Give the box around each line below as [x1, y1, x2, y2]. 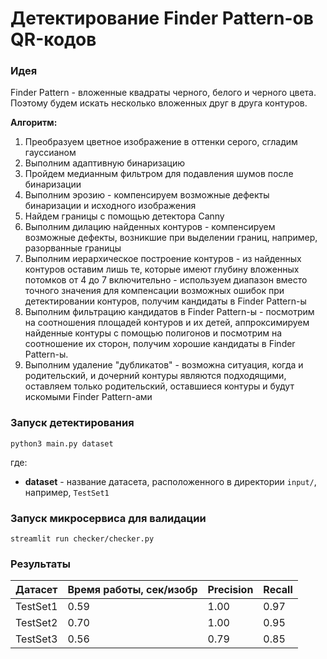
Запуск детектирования [10, 416, 135, 430]
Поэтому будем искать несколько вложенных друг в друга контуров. [10, 97, 308, 109]
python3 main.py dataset [10, 438, 114, 449]
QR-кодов [10, 28, 97, 51]
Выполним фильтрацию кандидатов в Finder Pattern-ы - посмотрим [24, 306, 315, 318]
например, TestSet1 [24, 486, 110, 498]
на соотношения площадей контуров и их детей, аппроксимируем [24, 317, 310, 329]
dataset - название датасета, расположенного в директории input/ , [24, 475, 317, 487]
